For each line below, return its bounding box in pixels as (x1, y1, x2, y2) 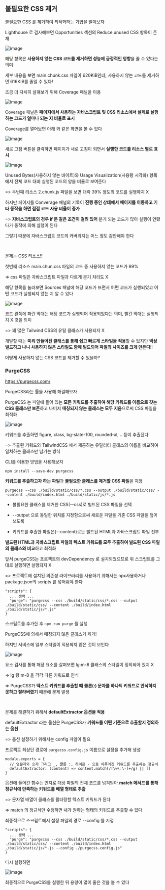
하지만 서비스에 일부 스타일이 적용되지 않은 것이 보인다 (5, 642, 109, 648)
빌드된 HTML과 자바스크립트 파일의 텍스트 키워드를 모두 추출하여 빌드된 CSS (5, 539, 151, 545)
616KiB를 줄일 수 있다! (10, 78, 53, 84)
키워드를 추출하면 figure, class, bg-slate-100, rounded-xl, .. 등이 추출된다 (5, 432, 149, 438)
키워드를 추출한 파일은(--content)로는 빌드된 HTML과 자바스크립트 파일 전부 (12, 529, 159, 535)
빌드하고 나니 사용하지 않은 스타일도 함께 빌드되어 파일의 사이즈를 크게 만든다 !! (5, 344, 153, 350)
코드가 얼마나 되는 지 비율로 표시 (14, 115, 75, 121)
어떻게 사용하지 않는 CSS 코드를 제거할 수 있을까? (5, 354, 100, 360)
